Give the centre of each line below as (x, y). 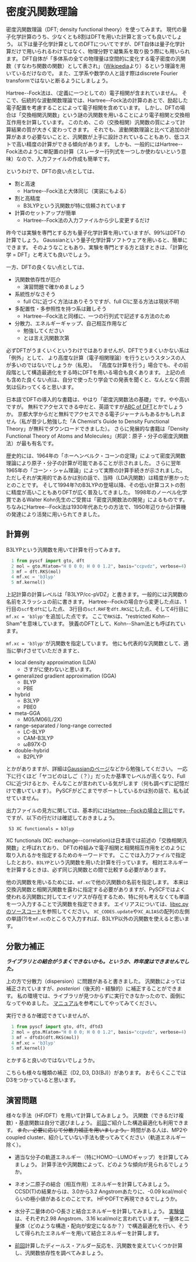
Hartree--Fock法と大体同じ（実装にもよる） (76, 191)
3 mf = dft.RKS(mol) (36, 572)
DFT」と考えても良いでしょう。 (55, 255)
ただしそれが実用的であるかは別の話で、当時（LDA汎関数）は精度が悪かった (98, 477)
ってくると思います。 (51, 387)
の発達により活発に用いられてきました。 (55, 514)
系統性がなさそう (35, 294)
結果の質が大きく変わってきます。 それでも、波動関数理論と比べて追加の (98, 129)
